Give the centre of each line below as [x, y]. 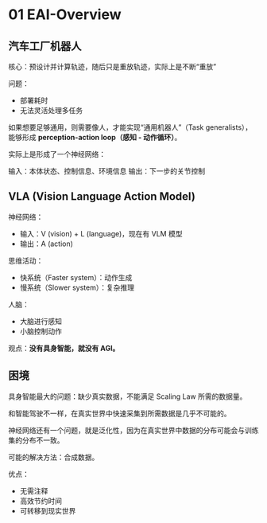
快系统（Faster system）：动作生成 [76, 277]
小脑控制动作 [41, 331]
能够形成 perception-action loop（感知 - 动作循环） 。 [95, 137]
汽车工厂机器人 [45, 46]
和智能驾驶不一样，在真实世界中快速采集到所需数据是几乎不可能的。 [120, 413]
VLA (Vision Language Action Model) [102, 197]
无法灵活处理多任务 [51, 110]
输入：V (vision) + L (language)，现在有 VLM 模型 [101, 233]
